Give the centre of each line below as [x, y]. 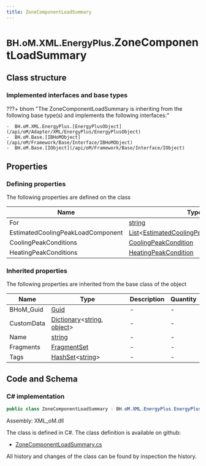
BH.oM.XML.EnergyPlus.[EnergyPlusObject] [68, 126]
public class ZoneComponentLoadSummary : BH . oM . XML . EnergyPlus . [90, 409]
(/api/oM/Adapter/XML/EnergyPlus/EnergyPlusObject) [74, 132]
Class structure [36, 78]
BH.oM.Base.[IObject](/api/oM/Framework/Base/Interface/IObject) [100, 148]
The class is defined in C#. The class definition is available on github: [93, 433]
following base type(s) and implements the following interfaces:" [88, 115]
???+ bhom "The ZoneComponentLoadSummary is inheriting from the [94, 108]
